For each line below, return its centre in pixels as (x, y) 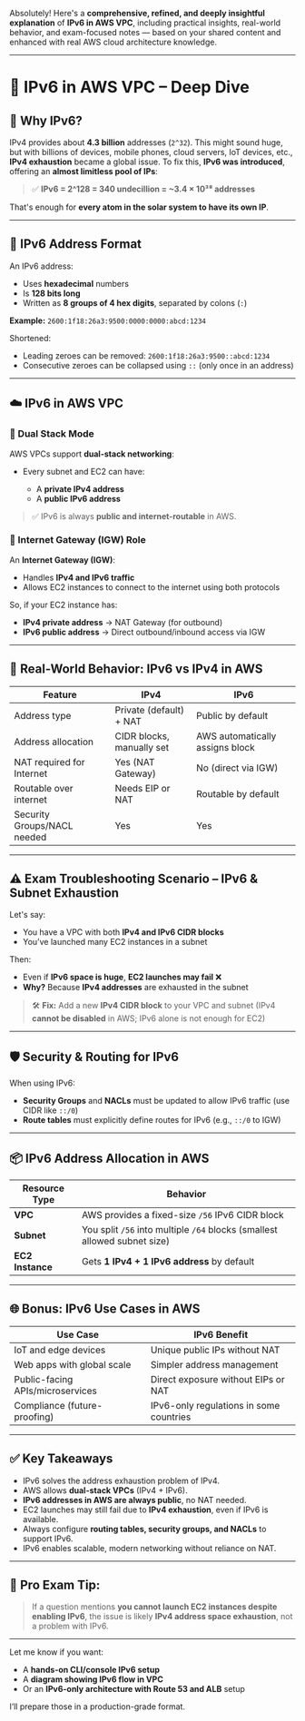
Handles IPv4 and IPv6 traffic (79, 577)
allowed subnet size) (126, 1241)
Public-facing (44, 1379)
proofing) (34, 1417)
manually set (142, 747)
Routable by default (238, 793)
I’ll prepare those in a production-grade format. (98, 1706)
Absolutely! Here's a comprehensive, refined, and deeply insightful (138, 13)
